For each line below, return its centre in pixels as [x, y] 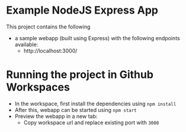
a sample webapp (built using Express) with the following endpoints [97, 38]
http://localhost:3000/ [50, 50]
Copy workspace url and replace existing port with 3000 [91, 123]
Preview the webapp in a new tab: [56, 116]
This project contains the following [48, 27]
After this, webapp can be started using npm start [76, 110]
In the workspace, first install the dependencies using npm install [95, 104]
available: [26, 44]
